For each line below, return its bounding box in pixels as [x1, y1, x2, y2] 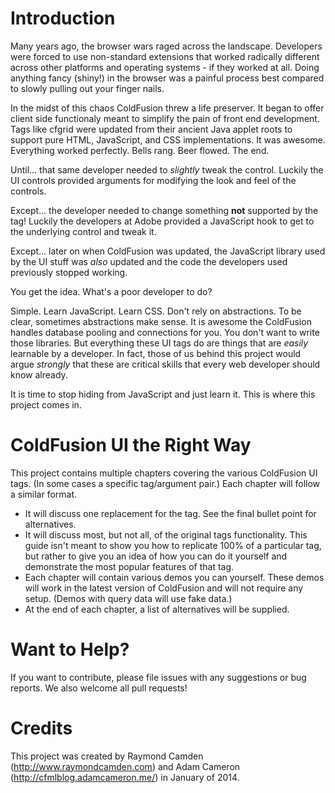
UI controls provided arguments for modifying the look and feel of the [10, 174, 297, 186]
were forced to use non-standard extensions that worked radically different [10, 50, 320, 62]
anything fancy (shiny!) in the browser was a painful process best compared [10, 72, 325, 84]
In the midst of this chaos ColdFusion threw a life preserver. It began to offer [10, 102, 325, 114]
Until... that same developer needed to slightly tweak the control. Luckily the [10, 163, 324, 176]
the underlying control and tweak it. [10, 225, 157, 237]
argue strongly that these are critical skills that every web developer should [10, 358, 321, 370]
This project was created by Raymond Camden [10, 750, 204, 762]
